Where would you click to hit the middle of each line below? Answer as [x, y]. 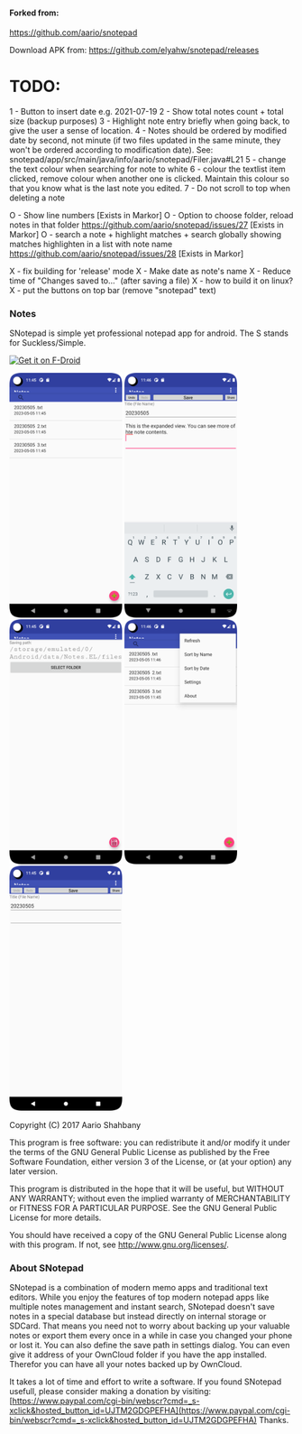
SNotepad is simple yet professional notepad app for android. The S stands [149, 333]
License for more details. [55, 1217]
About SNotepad [46, 1268]
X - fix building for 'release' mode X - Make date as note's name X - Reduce [150, 272]
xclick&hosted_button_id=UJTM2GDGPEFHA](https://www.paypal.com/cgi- [150, 1411]
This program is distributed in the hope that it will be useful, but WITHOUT [147, 1189]
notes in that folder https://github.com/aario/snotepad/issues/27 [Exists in [146, 225]
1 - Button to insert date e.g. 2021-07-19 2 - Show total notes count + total [146, 112]
